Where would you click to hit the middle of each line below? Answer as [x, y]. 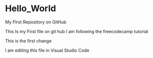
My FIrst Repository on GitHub [36, 22]
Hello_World [31, 9]
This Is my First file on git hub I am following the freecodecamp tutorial [77, 31]
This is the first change [28, 41]
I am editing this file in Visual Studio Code [47, 50]
